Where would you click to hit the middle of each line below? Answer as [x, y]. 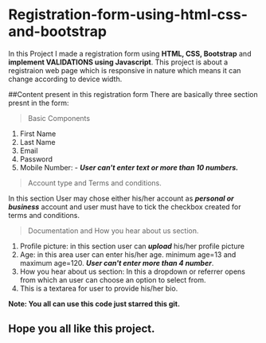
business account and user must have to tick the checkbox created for [125, 207]
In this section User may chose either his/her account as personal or [121, 198]
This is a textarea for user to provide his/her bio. [99, 288]
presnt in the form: [39, 103]
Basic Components [59, 118]
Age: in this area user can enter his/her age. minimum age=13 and [128, 254]
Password [36, 159]
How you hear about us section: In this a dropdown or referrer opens [132, 271]
